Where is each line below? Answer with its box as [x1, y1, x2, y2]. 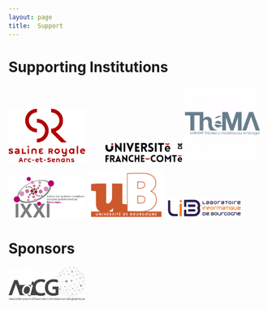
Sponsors [8, 240, 76, 258]
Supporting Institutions [8, 58, 169, 76]
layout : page [8, 13, 53, 21]
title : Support [8, 21, 63, 30]
